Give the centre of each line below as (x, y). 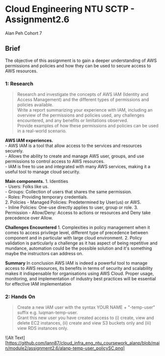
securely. (14, 151)
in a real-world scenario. (42, 131)
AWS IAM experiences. (29, 141)
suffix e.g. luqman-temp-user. (47, 313)
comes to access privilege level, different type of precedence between (77, 233)
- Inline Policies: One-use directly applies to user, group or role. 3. (72, 208)
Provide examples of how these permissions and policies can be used (88, 126)
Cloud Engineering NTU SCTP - (70, 9)
